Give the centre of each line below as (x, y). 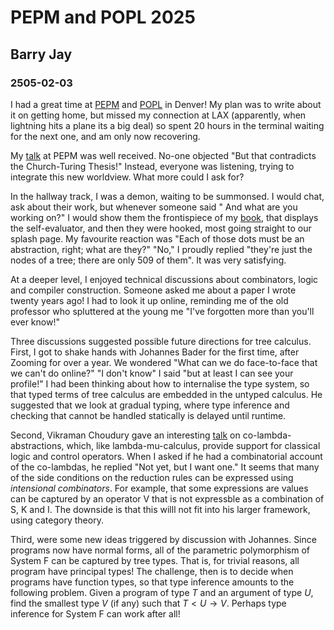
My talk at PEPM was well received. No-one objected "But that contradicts (163, 155)
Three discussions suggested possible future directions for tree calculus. (161, 341)
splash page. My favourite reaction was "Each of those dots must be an (157, 238)
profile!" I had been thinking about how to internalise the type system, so (160, 383)
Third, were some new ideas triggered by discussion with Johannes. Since (163, 539)
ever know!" (35, 322)
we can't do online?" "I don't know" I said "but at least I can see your (152, 373)
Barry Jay (41, 54)
